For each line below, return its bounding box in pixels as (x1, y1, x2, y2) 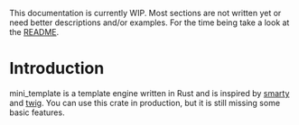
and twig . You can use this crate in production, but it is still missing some (9, 97, 281, 108)
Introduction (9, 58, 105, 79)
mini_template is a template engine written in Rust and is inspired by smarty (9, 87, 290, 98)
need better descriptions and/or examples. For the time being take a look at (9, 17, 290, 28)
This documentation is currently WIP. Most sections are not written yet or (9, 8, 282, 18)
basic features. (9, 107, 65, 118)
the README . (9, 27, 60, 37)
